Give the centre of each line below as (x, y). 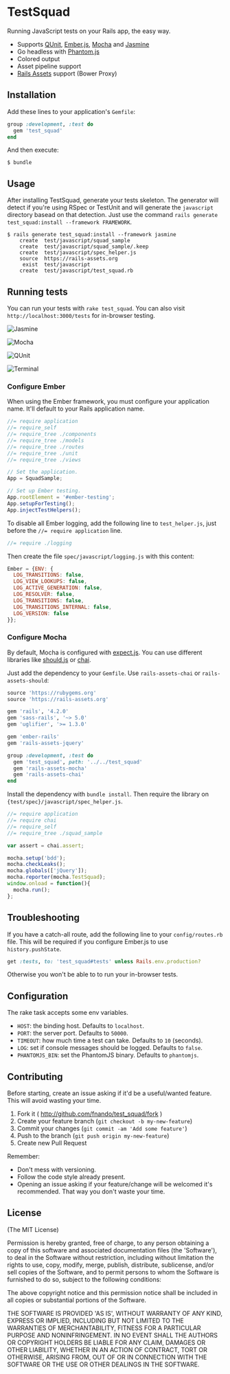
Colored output (38, 58)
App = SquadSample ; (35, 479)
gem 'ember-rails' (33, 737)
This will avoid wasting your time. (54, 1101)
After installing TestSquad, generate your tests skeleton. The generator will (113, 201)
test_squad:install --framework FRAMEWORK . (70, 222)
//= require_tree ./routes (46, 447)
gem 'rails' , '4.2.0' (38, 711)
